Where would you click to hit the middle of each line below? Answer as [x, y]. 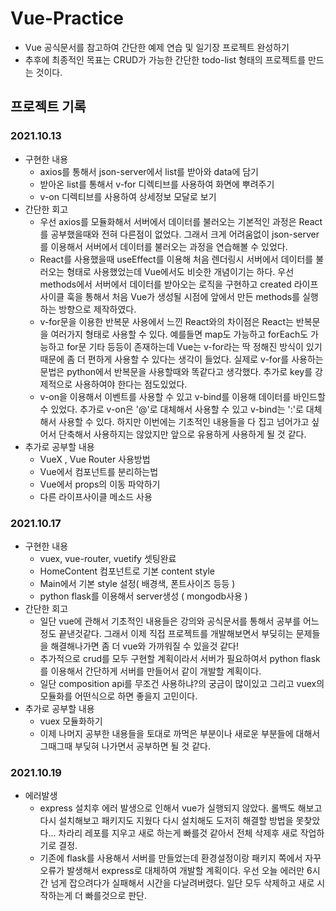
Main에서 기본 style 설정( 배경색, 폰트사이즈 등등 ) [137, 583]
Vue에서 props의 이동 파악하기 [100, 484]
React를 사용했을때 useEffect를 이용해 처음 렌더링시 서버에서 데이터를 [176, 259]
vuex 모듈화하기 [71, 721]
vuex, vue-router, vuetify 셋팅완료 [108, 558]
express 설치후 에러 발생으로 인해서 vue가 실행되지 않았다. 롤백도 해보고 [181, 808]
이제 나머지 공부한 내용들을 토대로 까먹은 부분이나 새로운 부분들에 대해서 [180, 733]
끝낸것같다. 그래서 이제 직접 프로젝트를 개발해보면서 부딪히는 [176, 633]
